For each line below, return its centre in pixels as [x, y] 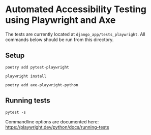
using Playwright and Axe [61, 20]
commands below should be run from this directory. [59, 40]
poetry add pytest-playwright [37, 67]
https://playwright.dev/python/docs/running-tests [57, 127]
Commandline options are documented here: [52, 122]
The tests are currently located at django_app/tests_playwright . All [75, 34]
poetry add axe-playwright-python [42, 85]
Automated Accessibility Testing [76, 9]
